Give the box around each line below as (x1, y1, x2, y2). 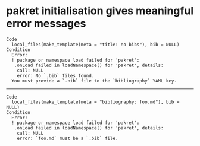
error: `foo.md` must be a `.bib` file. (17, 135, 118, 141)
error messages (6, 17, 86, 30)
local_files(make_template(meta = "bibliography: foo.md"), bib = (11, 99, 180, 105)
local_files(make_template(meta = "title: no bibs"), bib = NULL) (11, 42, 180, 47)
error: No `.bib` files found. (17, 72, 95, 78)
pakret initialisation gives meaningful (6, 4, 194, 18)
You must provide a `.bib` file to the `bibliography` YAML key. (11, 78, 177, 84)
